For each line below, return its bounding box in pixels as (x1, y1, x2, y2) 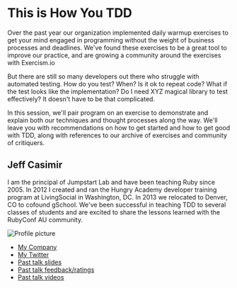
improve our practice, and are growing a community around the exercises (7, 51, 221, 59)
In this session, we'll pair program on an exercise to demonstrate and (7, 108, 209, 117)
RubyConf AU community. (7, 215, 83, 224)
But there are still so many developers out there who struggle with (7, 72, 200, 81)
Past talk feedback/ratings (17, 265, 95, 274)
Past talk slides (17, 258, 62, 266)
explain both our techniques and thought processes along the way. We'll (7, 115, 218, 125)
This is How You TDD (7, 5, 132, 21)
